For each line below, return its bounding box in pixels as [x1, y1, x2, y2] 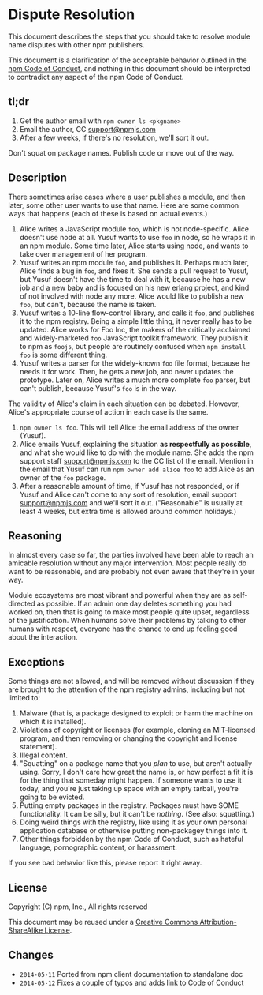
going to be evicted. [19, 792, 85, 802]
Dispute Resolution [8, 6, 135, 24]
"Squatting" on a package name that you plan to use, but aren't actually [19, 759, 253, 768]
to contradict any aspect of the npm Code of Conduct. [8, 72, 184, 81]
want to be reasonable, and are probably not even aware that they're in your [8, 567, 255, 576]
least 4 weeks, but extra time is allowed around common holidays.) [19, 506, 237, 516]
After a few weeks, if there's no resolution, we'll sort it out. [19, 133, 209, 142]
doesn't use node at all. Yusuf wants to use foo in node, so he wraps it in [19, 232, 256, 242]
